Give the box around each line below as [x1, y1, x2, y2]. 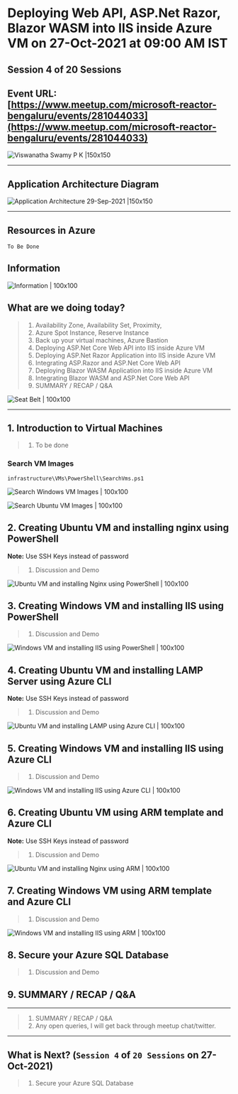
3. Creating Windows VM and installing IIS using [7, 599, 225, 612]
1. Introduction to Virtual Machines [7, 422, 163, 434]
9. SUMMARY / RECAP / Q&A [7, 988, 136, 1000]
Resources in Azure [7, 224, 96, 236]
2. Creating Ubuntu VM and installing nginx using [7, 522, 229, 534]
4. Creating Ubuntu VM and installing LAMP [7, 664, 203, 676]
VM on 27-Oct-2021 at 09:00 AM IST [7, 36, 228, 51]
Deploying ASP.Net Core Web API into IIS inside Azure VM [35, 343, 205, 352]
